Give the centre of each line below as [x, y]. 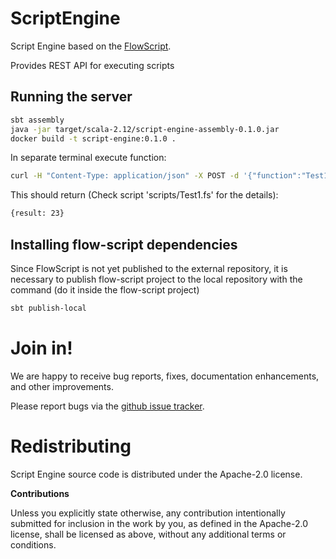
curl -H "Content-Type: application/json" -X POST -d [125, 176]
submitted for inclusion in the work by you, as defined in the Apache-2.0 [159, 523]
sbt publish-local [48, 308]
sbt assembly [37, 120]
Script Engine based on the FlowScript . [91, 46]
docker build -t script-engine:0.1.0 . [93, 138]
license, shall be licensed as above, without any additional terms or [148, 534]
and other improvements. [62, 386]
